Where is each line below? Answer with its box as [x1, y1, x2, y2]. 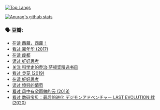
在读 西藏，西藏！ [12, 40, 47, 46]
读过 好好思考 [12, 58, 39, 64]
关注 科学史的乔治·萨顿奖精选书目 [12, 64, 78, 70]
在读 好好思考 [12, 76, 39, 82]
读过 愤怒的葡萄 [12, 82, 44, 88]
